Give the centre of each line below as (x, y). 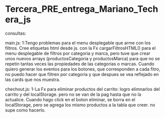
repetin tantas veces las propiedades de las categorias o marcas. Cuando (80, 64)
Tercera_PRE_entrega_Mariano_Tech (82, 9)
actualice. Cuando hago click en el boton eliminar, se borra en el (70, 99)
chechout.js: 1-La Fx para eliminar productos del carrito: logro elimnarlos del (82, 89)
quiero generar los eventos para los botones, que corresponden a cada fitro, (83, 69)
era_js (18, 20)
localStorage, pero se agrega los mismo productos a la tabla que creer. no (80, 105)
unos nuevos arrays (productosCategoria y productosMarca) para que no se (82, 58)
